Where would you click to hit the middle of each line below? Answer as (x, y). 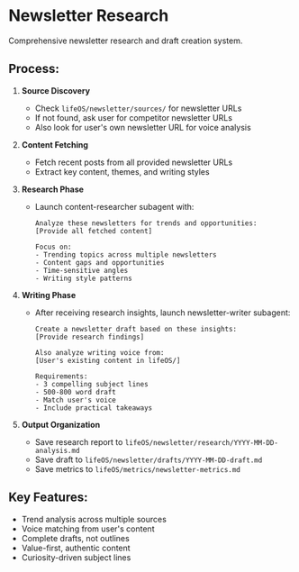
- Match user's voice (75, 400)
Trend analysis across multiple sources (94, 519)
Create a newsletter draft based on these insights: (136, 329)
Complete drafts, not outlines (75, 538)
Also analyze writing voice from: (100, 352)
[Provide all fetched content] (94, 231)
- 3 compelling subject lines (92, 384)
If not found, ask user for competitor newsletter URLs (134, 117)
